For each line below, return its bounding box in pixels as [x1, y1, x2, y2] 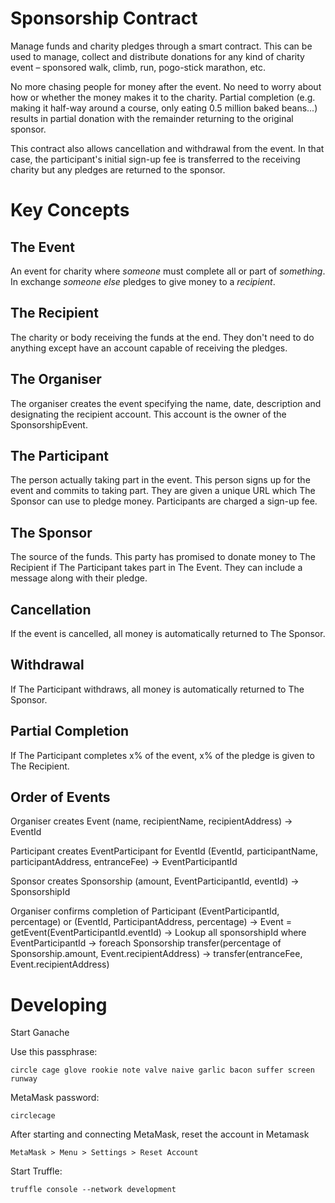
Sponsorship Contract [10, 7, 198, 30]
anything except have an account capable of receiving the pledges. [10, 342, 288, 354]
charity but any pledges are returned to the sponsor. [10, 163, 226, 176]
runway [10, 1074, 38, 1084]
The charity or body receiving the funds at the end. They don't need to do [10, 331, 315, 343]
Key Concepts [10, 199, 130, 222]
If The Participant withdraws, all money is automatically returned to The [10, 683, 305, 695]
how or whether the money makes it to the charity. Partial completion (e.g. [10, 91, 316, 103]
